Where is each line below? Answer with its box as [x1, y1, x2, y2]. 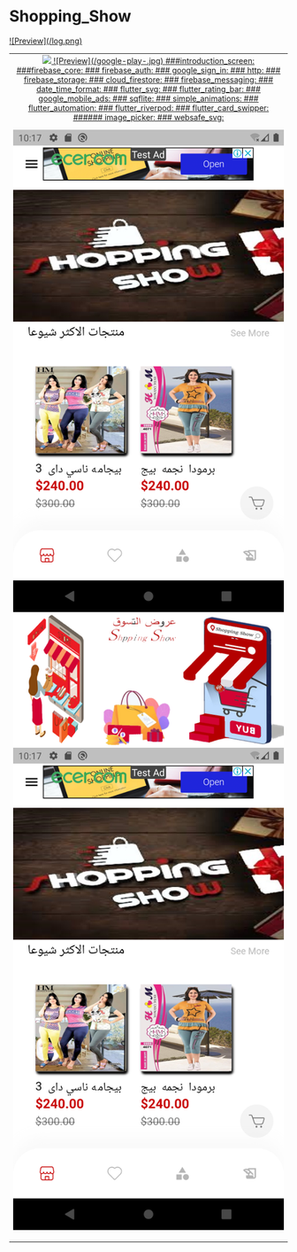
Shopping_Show [9, 6, 132, 27]
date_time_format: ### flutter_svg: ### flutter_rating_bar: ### [36, 83, 261, 94]
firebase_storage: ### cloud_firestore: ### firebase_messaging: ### [23, 74, 274, 85]
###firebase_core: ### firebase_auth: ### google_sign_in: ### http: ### [16, 65, 281, 75]
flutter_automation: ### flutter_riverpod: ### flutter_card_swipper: [27, 102, 270, 113]
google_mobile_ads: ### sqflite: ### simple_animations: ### [38, 93, 259, 104]
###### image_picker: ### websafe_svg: [72, 112, 225, 122]
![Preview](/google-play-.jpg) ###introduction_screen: [53, 55, 255, 66]
